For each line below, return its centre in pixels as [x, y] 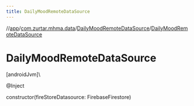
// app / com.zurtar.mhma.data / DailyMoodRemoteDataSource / [79, 28]
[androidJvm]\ [23, 74]
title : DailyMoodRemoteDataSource [48, 11]
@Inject [15, 86]
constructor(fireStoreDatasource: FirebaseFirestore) [69, 97]
